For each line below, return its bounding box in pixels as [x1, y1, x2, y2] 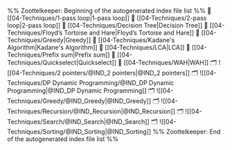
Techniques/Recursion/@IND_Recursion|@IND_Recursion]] [7, 107, 175, 115]
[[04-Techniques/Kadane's [98, 36, 175, 44]
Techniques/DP [7, 79, 51, 86]
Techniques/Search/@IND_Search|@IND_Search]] [7, 118, 150, 126]
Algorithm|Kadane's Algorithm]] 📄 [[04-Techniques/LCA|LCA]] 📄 [7, 44, 190, 51]
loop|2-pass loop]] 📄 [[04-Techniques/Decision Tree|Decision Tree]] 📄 [7, 21, 208, 29]
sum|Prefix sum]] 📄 [60, 50, 116, 59]
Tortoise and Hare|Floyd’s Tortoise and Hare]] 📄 [64, 28, 200, 37]
